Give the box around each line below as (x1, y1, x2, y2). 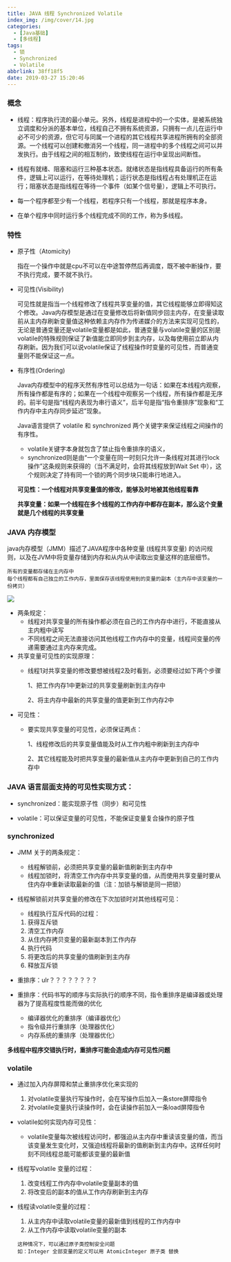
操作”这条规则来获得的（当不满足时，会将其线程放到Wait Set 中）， (27, 462, 216, 470)
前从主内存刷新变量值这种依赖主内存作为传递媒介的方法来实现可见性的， (17, 317, 223, 325)
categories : (7, 23, 41, 30)
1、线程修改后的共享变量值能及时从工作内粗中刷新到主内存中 (27, 740, 200, 748)
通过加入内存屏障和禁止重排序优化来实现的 (17, 1080, 139, 1088)
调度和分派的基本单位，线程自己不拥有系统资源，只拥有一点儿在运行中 (23, 124, 223, 132)
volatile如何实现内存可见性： (17, 1118, 99, 1126)
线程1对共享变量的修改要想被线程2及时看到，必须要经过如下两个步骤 (27, 667, 221, 675)
